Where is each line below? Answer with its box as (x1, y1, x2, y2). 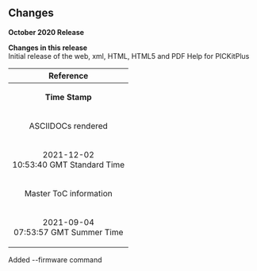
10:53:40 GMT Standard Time (12, 159, 125, 170)
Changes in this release (8, 43, 88, 52)
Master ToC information (24, 188, 113, 199)
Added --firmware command (8, 254, 102, 265)
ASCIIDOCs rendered (29, 120, 109, 131)
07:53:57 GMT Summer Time (13, 226, 124, 238)
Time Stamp (44, 91, 93, 103)
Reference (48, 70, 89, 81)
